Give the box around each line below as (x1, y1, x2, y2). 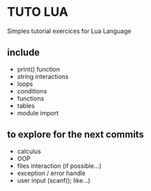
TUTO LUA (7, 4, 69, 20)
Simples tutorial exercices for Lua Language (7, 27, 132, 35)
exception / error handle (16, 169, 86, 177)
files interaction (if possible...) (16, 161, 102, 170)
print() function (16, 65, 60, 73)
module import (16, 109, 59, 117)
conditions (16, 87, 47, 95)
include (7, 47, 40, 58)
